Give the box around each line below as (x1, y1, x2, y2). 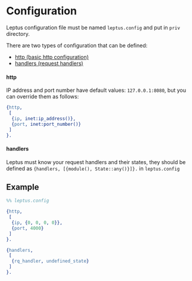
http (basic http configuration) (14, 53, 89, 60)
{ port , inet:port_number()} (11, 121, 82, 127)
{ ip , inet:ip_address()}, (11, 115, 76, 122)
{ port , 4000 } (11, 225, 44, 231)
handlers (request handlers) (14, 60, 83, 67)
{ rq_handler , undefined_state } (11, 258, 89, 264)
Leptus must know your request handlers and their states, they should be (6, 158, 186, 165)
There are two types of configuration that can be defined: (6, 42, 148, 49)
